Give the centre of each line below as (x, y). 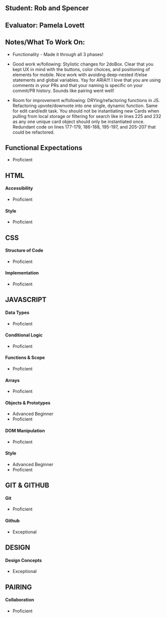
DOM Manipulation (25, 430)
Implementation (22, 273)
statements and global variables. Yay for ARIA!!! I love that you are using (86, 80)
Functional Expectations (44, 148)
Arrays (12, 380)
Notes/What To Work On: (45, 42)
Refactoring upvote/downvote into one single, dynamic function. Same (85, 105)
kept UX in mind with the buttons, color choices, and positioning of (81, 69)
